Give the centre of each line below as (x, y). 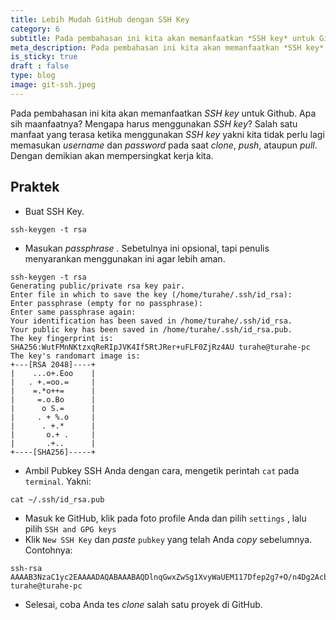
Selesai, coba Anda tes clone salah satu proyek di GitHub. (143, 604)
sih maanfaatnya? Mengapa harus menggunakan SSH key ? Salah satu (154, 123)
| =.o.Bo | (53, 399)
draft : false (40, 66)
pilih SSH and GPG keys (70, 528)
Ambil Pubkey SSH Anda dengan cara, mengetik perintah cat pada (162, 470)
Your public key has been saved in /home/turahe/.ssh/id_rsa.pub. (151, 329)
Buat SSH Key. (54, 211)
